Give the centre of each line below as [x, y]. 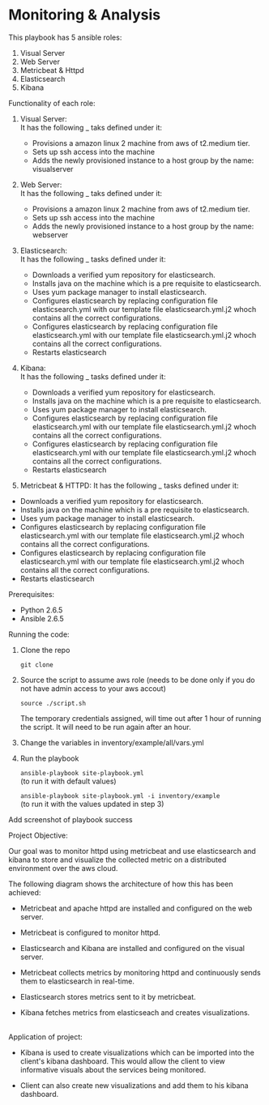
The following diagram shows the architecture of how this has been [121, 884]
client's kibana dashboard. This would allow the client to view [122, 1061]
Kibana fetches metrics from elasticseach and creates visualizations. [135, 1012]
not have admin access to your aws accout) [93, 688]
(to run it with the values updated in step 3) [92, 804]
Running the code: [39, 634]
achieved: [25, 892]
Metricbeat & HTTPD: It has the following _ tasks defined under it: [129, 485]
